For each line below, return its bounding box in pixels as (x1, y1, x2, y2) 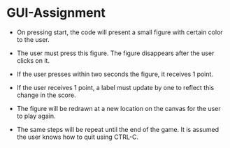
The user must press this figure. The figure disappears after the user (16, 49, 215, 57)
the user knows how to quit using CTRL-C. (16, 133, 139, 141)
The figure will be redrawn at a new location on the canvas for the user (16, 104, 221, 112)
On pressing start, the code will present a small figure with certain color (16, 28, 223, 36)
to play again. (16, 112, 57, 120)
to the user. (16, 35, 50, 43)
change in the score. (16, 91, 76, 99)
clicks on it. (16, 56, 50, 64)
